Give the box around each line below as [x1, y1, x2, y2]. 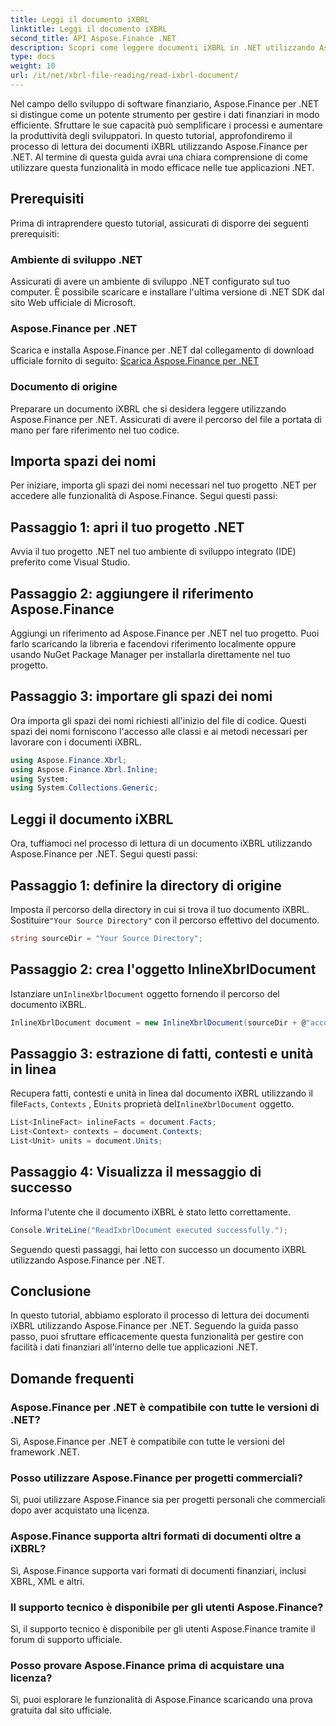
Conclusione [10, 1283, 92, 1300]
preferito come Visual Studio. [10, 556, 131, 568]
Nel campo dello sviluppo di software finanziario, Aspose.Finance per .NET [10, 97, 320, 110]
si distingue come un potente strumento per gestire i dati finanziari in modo [10, 108, 320, 120]
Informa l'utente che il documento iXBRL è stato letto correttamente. [10, 1206, 291, 1218]
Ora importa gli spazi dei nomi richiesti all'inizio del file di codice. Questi [10, 714, 307, 726]
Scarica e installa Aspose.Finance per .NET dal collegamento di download [10, 344, 315, 356]
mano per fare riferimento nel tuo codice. [10, 424, 180, 436]
